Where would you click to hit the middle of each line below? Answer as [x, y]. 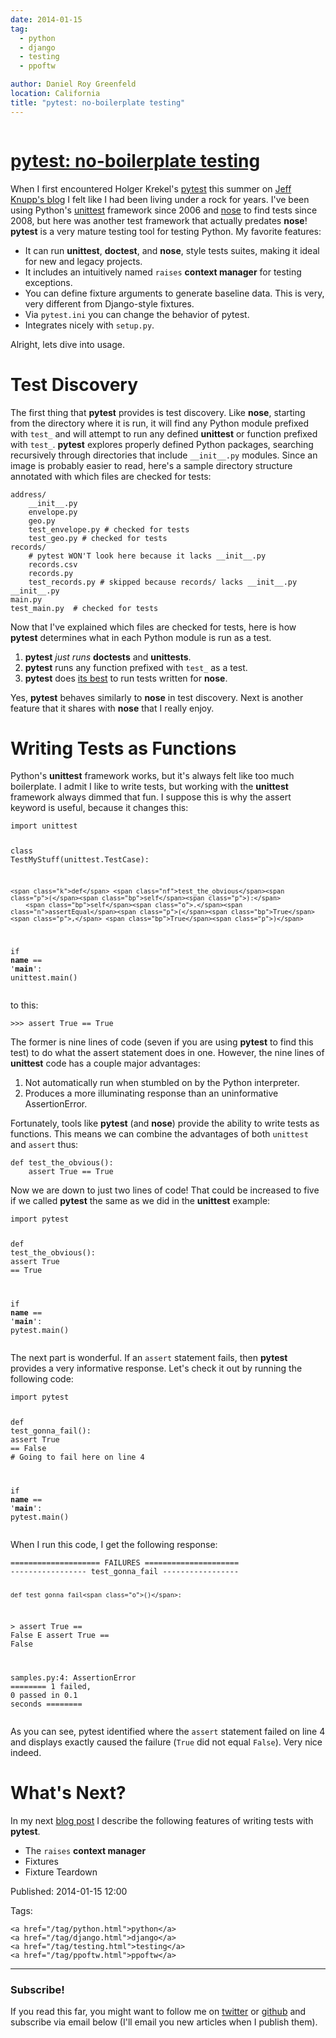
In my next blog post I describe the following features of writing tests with [162, 1821]
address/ [28, 494]
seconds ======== [46, 1704]
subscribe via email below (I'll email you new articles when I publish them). [164, 2022]
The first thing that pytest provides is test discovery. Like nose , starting [158, 412]
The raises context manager [85, 1851]
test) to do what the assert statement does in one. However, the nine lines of [167, 1052]
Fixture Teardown [61, 1872]
